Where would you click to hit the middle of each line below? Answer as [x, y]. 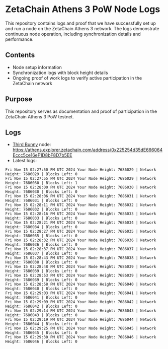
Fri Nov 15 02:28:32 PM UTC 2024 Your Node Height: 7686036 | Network [81, 240]
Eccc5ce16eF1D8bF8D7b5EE [42, 155]
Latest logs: [24, 161]
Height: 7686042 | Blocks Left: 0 [41, 306]
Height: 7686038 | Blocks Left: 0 [41, 262]
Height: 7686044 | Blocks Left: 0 [41, 324]
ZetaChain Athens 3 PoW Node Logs [83, 9]
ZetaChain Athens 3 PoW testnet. [39, 116]
